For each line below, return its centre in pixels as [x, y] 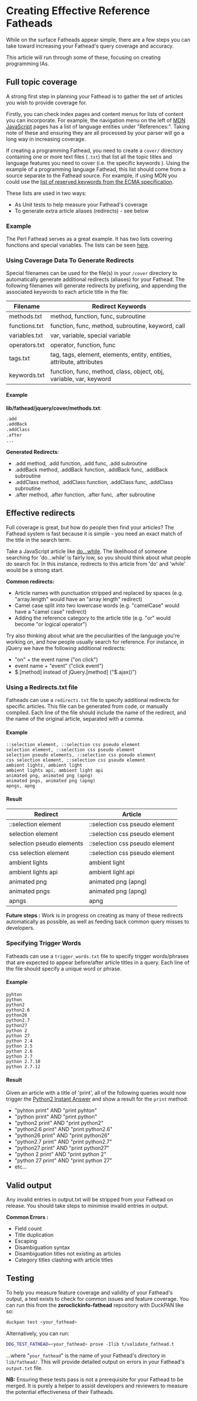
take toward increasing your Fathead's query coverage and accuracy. [90, 46]
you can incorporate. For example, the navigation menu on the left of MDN [96, 120]
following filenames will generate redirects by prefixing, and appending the [96, 286]
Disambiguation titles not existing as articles [68, 1253]
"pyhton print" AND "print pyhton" [56, 1111]
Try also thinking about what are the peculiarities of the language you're [93, 635]
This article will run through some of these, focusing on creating [84, 57]
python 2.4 [19, 1041]
